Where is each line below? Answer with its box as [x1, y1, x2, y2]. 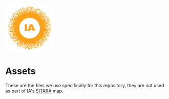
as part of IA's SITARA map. [5, 88, 64, 94]
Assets [5, 66, 36, 77]
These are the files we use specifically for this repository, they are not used [5, 82, 164, 88]
